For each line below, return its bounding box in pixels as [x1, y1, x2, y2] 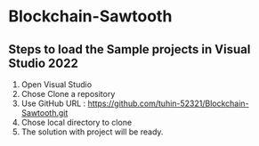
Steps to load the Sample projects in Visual [8, 42, 251, 57]
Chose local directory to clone [20, 118, 133, 127]
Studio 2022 [8, 55, 79, 70]
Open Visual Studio [20, 79, 93, 90]
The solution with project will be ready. [20, 126, 164, 137]
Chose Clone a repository [20, 89, 116, 99]
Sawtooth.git [20, 108, 69, 118]
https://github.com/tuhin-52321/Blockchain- [87, 98, 250, 109]
